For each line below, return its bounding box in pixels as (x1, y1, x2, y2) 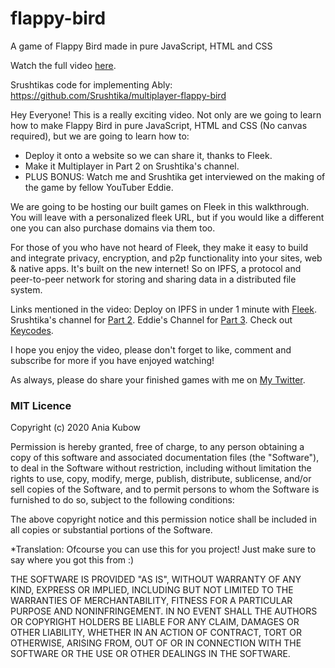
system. (10, 283, 43, 296)
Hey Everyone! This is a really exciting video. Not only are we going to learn (10, 108, 322, 121)
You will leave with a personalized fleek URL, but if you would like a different (10, 211, 325, 223)
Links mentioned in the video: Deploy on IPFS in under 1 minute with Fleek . (10, 303, 317, 315)
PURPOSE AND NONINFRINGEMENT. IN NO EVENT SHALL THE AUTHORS (10, 605, 318, 617)
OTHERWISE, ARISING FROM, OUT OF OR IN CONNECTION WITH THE (10, 637, 302, 649)
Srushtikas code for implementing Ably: (10, 78, 173, 91)
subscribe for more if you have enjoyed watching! (10, 354, 215, 366)
